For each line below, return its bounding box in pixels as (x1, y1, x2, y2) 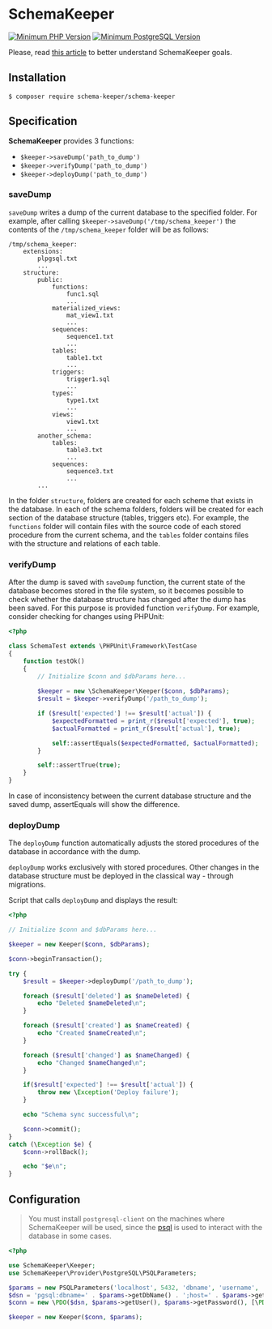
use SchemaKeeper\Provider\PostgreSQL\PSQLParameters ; (8, 1269, 198, 1277)
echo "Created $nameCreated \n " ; (37, 1029, 147, 1037)
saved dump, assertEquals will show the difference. (8, 800, 181, 810)
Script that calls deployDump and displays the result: (8, 895, 178, 905)
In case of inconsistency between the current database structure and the (8, 791, 253, 801)
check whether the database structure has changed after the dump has (8, 595, 247, 605)
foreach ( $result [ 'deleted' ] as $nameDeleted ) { (23, 992, 190, 1000)
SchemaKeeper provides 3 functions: (8, 135, 134, 146)
